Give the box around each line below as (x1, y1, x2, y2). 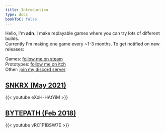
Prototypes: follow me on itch (5, 61, 66, 67)
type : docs (5, 12, 28, 17)
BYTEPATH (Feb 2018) (5, 108, 76, 117)
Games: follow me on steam (5, 56, 63, 62)
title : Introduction (5, 7, 49, 12)
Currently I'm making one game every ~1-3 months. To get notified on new (5, 41, 160, 47)
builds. (5, 35, 19, 41)
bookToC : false (5, 16, 37, 21)
